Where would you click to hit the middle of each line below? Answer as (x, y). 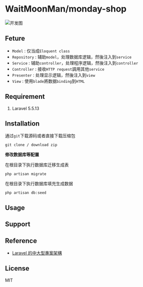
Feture (15, 39)
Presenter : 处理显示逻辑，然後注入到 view (54, 75)
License (17, 268)
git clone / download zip (31, 145)
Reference (21, 241)
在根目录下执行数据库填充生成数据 (39, 184)
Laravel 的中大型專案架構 (37, 253)
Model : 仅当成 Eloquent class (41, 51)
